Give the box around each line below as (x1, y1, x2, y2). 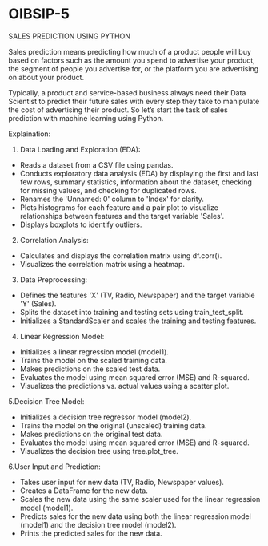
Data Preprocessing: (19, 274, 88, 285)
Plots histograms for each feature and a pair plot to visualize (19, 202, 218, 212)
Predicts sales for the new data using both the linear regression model (19, 511, 252, 521)
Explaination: (8, 129, 51, 139)
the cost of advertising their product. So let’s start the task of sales (8, 105, 228, 115)
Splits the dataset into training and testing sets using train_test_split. (19, 307, 244, 317)
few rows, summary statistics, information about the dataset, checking (19, 177, 252, 187)
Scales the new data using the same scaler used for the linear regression (19, 494, 261, 504)
